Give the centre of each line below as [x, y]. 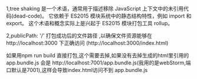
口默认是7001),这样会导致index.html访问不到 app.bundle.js [77, 70]
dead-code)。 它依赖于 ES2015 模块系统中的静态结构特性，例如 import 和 [102, 16]
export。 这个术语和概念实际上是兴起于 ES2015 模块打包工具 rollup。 [90, 23]
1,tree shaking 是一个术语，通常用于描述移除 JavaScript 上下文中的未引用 [95, 8]
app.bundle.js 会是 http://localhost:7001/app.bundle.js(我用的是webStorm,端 [98, 63]
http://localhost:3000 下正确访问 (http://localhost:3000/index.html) [87, 43]
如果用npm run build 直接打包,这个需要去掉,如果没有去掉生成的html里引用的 [98, 55]
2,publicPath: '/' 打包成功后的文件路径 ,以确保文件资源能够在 [79, 36]
